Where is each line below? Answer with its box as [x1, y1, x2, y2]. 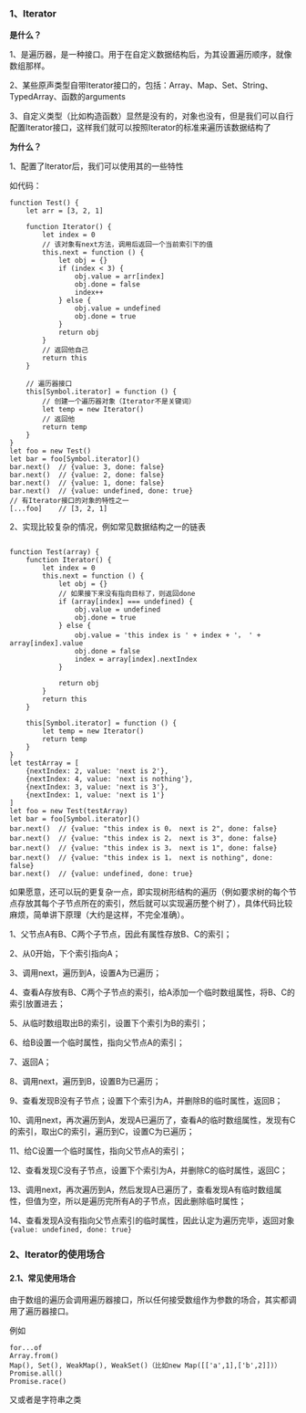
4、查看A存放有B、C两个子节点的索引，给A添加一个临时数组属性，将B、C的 [9, 987, 296, 998]
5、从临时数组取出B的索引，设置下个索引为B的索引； [9, 1018, 209, 1029]
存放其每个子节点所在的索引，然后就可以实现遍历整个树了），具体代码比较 [16, 898, 293, 909]
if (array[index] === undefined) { [57, 597, 194, 607]
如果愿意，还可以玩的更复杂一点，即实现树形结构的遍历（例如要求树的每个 [9, 886, 289, 897]
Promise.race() [9, 1377, 67, 1387]
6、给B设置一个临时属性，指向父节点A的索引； [9, 1037, 185, 1048]
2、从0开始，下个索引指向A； [9, 948, 121, 959]
